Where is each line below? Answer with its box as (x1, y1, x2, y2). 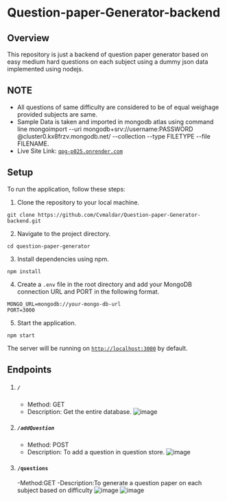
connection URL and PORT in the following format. (16, 287, 160, 296)
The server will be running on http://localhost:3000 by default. (7, 344, 188, 352)
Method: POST (27, 441, 69, 449)
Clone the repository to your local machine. (16, 198, 139, 207)
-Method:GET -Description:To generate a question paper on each (16, 479, 202, 487)
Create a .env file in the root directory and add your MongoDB (16, 280, 193, 288)
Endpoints (7, 364, 52, 375)
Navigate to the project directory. (16, 229, 111, 237)
